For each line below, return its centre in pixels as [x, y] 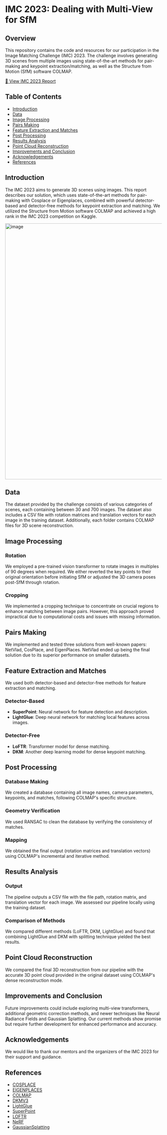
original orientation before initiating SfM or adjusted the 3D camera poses [81, 577]
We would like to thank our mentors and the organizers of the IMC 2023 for [82, 1052]
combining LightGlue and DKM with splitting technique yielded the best [78, 936]
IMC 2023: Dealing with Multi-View [79, 9]
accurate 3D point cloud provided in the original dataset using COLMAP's [80, 975]
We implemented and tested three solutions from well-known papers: [76, 644]
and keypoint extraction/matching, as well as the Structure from [86, 66]
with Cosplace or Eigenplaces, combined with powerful [78, 200]
